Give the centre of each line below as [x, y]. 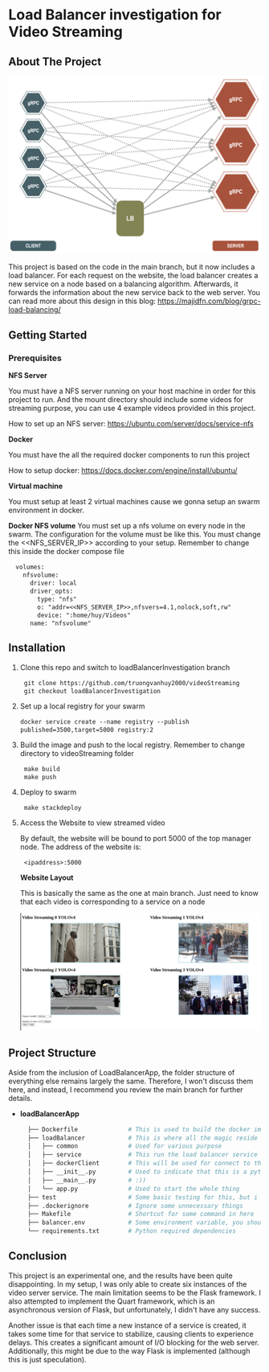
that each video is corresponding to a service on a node [112, 902]
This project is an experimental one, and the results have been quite [120, 1275]
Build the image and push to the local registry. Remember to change [132, 745]
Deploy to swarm [48, 792]
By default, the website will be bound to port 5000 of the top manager [135, 838]
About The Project [55, 62]
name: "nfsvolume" [60, 624]
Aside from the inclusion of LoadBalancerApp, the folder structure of [122, 1072]
